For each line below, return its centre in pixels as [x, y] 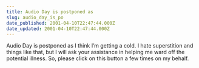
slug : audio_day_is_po [35, 17]
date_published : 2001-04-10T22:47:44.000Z [61, 23]
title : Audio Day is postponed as [50, 12]
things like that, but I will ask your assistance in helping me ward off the [96, 52]
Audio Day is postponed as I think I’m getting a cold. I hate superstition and [100, 46]
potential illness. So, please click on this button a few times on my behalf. [98, 58]
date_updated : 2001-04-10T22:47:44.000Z [58, 29]
